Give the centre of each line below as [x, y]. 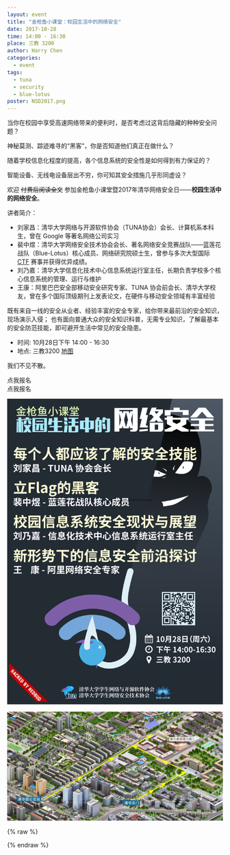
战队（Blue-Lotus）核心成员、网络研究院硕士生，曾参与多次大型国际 [113, 253]
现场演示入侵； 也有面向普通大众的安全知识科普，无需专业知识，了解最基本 [113, 319]
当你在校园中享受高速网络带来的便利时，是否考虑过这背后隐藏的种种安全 [109, 123]
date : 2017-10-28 [32, 29]
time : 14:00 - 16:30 [37, 36]
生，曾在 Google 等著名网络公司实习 [68, 236]
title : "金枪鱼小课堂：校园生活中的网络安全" [64, 22]
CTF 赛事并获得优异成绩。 [54, 262]
